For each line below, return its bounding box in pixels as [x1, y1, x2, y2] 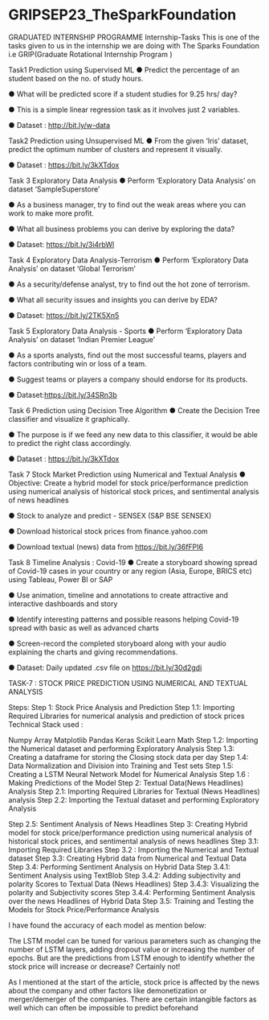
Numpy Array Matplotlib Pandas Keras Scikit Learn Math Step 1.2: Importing [8, 735, 259, 745]
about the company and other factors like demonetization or [8, 985, 207, 995]
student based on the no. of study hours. [8, 73, 144, 83]
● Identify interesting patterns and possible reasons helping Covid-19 [8, 614, 239, 624]
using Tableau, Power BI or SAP [8, 574, 113, 584]
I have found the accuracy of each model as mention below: [8, 920, 207, 930]
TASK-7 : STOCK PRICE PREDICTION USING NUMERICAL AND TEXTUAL [8, 678, 248, 688]
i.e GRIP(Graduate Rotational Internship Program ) [8, 49, 173, 59]
